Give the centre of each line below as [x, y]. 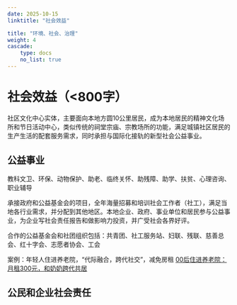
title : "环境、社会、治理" [43, 33]
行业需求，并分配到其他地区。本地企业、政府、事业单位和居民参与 [116, 211]
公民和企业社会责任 [49, 293]
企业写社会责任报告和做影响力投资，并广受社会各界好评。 [109, 220]
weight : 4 [22, 40]
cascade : [20, 47]
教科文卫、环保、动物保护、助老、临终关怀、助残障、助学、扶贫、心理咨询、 [119, 179]
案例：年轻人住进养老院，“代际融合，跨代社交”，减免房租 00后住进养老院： [117, 259]
